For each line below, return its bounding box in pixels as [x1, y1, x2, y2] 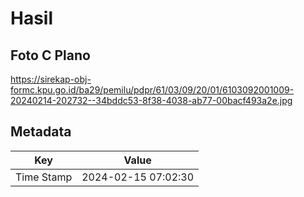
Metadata [10, 123, 72, 141]
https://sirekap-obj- [10, 73, 92, 85]
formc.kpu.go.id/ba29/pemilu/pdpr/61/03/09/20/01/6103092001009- [10, 84, 295, 96]
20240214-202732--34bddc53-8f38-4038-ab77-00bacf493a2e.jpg [10, 95, 293, 106]
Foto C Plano [10, 47, 91, 64]
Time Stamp [15, 170, 73, 184]
